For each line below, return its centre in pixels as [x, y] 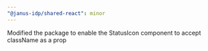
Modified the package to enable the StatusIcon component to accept [104, 33]
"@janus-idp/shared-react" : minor [56, 13]
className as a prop [37, 40]
